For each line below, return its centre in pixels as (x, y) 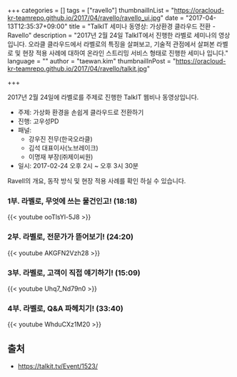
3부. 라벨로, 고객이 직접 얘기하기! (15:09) (74, 272)
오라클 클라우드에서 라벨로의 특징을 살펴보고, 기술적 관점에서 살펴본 (122, 44)
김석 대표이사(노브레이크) (63, 148)
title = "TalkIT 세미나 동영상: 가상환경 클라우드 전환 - (142, 26)
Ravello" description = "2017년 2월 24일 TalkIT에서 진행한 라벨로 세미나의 (112, 35)
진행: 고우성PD (38, 121)
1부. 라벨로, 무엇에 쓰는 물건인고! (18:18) (72, 201)
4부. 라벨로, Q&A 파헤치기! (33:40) (65, 308)
